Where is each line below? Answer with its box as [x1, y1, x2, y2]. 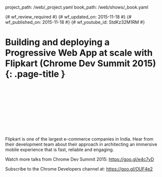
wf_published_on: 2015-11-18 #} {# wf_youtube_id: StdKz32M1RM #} [5, 19, 145, 25]
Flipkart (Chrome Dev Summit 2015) [5, 58, 156, 69]
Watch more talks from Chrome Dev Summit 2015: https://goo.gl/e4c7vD [5, 156, 155, 162]
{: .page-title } [5, 68, 66, 80]
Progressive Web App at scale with [5, 47, 153, 59]
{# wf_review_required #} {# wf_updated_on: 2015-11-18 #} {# [5, 14, 132, 19]
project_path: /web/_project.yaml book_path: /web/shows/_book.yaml [5, 4, 149, 10]
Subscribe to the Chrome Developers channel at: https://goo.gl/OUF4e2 [5, 166, 153, 172]
